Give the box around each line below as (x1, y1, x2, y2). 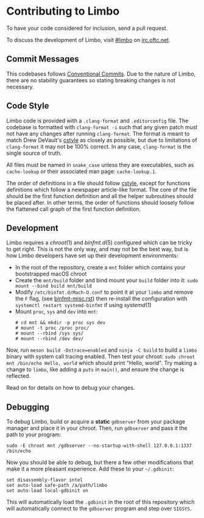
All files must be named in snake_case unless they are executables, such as (6, 161, 194, 168)
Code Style (6, 101, 49, 111)
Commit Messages (6, 54, 79, 65)
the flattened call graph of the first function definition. (6, 205, 141, 213)
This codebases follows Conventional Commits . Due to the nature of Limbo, (6, 70, 196, 77)
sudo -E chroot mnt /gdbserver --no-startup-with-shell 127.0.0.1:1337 (6, 443, 192, 449)
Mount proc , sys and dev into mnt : (15, 308, 98, 315)
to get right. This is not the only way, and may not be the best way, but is (6, 246, 189, 253)
